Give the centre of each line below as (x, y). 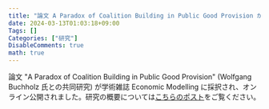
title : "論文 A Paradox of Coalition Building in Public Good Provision (131, 16)
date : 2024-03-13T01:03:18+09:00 (64, 23)
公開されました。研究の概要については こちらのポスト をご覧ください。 (145, 97)
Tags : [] (23, 30)
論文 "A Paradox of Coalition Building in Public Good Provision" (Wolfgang (130, 77)
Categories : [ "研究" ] (43, 38)
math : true (26, 53)
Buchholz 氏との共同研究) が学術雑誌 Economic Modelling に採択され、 (126, 87)
